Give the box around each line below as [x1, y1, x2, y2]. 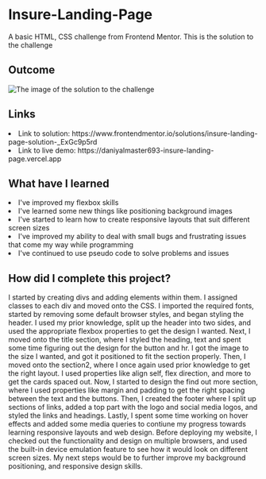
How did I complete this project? [8, 272, 172, 285]
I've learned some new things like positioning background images [18, 207, 233, 216]
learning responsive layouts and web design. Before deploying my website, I [8, 427, 258, 438]
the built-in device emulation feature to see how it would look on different [8, 445, 249, 454]
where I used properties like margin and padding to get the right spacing [8, 385, 245, 395]
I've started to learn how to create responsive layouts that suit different [18, 214, 250, 224]
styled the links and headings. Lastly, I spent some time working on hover [8, 411, 249, 420]
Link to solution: [18, 129, 71, 138]
